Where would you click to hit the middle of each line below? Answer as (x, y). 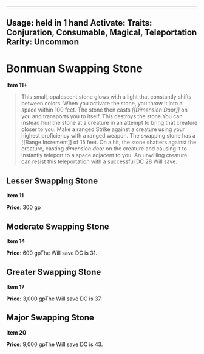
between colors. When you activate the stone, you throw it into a (102, 104)
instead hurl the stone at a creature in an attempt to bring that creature (109, 123)
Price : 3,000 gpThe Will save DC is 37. (54, 299)
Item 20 (16, 332)
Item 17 (15, 286)
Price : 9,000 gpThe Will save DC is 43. (55, 344)
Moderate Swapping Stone (58, 226)
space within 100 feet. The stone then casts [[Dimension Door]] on (104, 110)
